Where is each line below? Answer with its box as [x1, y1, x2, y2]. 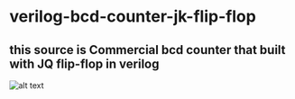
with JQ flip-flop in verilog [9, 56, 160, 71]
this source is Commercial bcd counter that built [9, 42, 286, 58]
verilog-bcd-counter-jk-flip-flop [9, 6, 257, 27]
